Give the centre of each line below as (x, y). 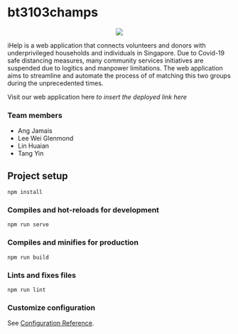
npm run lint (27, 290)
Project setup (38, 176)
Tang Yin (31, 153)
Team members (35, 115)
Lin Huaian (33, 146)
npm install (25, 193)
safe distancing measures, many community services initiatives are (106, 60)
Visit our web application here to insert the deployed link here (97, 97)
